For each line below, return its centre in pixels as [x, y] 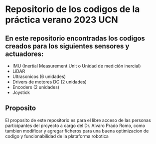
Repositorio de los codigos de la [73, 9]
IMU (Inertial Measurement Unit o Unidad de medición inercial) [77, 66]
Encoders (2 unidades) [36, 87]
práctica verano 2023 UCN [62, 20]
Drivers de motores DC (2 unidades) [50, 82]
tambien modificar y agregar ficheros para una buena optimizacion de [77, 130]
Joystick [21, 92]
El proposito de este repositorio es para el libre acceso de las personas [78, 120]
